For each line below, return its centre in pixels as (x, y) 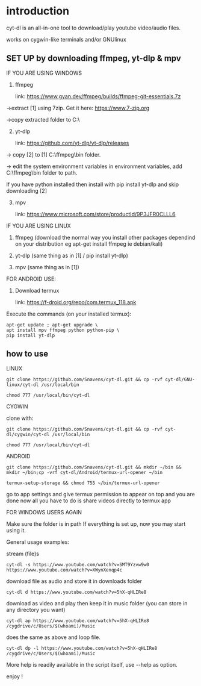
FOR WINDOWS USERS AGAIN (44, 512)
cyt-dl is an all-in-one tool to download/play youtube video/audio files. (93, 28)
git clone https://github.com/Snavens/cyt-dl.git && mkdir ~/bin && (94, 467)
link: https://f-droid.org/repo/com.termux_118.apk (76, 302)
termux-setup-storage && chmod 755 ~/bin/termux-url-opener (83, 483)
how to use (27, 354)
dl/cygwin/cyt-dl (28, 434)
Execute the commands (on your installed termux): (69, 314)
